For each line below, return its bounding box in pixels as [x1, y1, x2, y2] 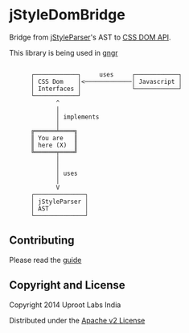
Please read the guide [9, 255, 82, 264]
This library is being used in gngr [9, 48, 119, 57]
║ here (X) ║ [30, 141, 79, 149]
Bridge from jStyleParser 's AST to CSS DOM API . [9, 32, 171, 42]
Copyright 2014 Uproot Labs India [9, 300, 121, 310]
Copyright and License [9, 278, 125, 292]
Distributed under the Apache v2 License [9, 315, 146, 325]
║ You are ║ [30, 134, 79, 142]
